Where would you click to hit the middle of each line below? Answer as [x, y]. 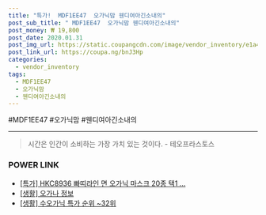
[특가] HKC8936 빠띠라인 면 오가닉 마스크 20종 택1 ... [103, 183]
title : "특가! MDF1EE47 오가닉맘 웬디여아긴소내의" [87, 15]
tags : [17, 74]
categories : [28, 60]
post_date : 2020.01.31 [46, 38]
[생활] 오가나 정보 [47, 193]
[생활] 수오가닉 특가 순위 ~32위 [68, 203]
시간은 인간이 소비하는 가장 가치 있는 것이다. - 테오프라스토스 [121, 144]
